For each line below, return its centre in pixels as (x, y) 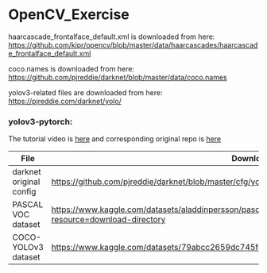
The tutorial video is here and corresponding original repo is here (114, 139)
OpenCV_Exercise (69, 15)
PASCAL (28, 205)
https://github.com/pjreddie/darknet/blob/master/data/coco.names (118, 77)
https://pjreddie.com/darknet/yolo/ (65, 101)
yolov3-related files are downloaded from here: (85, 92)
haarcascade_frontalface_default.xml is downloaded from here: (112, 37)
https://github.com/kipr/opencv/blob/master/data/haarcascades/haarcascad (133, 44)
